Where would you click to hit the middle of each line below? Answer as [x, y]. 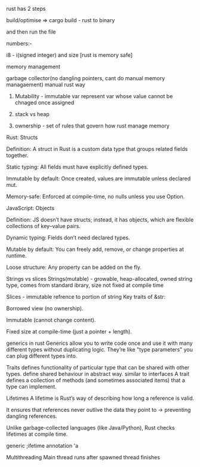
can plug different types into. [42, 356]
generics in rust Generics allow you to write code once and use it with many [99, 343]
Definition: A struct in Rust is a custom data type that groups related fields [97, 149]
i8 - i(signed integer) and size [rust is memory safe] [70, 55]
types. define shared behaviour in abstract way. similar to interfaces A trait [98, 374]
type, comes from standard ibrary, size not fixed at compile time [85, 285]
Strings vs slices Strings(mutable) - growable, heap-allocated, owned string [99, 279]
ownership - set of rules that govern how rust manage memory [92, 126]
